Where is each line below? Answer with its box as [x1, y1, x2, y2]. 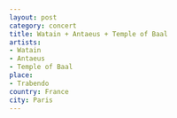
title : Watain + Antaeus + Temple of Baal [9, 29, 168, 38]
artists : [9, 37, 42, 47]
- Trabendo [9, 79, 50, 88]
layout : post [9, 12, 58, 22]
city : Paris [9, 95, 53, 105]
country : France [9, 87, 69, 96]
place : [9, 71, 34, 80]
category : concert [9, 21, 77, 30]
